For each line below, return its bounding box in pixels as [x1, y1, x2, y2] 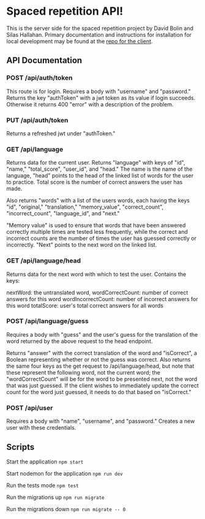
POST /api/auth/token [6, 73, 73, 82]
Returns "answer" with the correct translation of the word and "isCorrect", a [6, 349, 198, 356]
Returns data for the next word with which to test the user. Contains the [6, 271, 187, 278]
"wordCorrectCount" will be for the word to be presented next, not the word [6, 375, 198, 383]
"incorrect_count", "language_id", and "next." [6, 210, 120, 217]
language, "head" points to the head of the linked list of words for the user [6, 172, 194, 179]
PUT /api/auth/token [6, 116, 69, 124]
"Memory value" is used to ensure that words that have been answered [6, 222, 186, 229]
